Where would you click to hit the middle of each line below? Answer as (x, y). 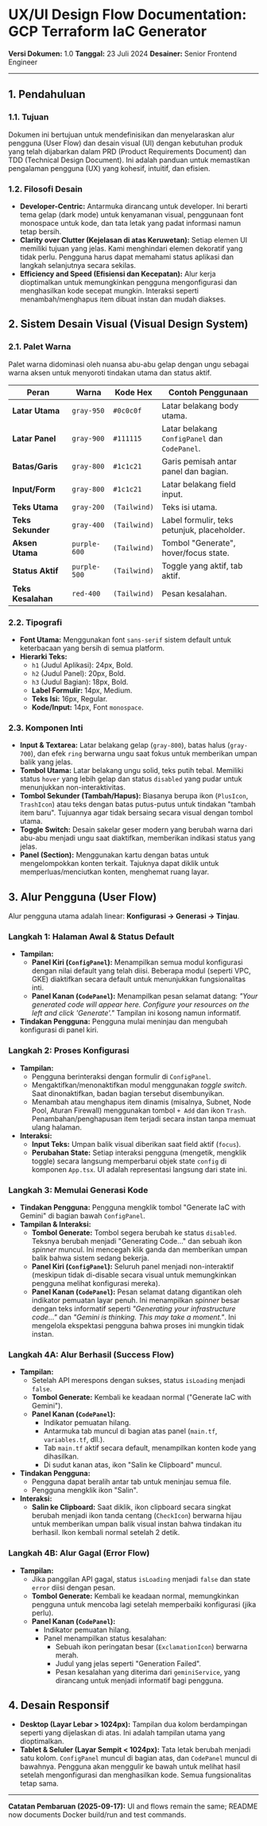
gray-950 (88, 410)
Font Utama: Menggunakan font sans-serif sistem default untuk (126, 639)
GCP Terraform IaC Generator (108, 31)
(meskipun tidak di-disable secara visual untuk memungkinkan (134, 1275)
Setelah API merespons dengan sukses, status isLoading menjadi (138, 1381)
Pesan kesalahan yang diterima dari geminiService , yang (148, 1672)
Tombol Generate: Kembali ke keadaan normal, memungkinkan (135, 1595)
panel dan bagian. (195, 471)
